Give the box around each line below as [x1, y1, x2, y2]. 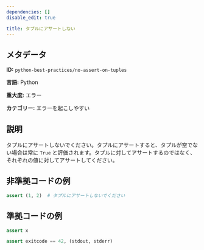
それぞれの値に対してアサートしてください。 [6, 156, 118, 164]
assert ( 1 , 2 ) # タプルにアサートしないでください [6, 192, 125, 198]
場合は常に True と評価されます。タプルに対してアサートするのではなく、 [11, 149, 196, 156]
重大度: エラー [6, 92, 42, 99]
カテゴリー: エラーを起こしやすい [6, 105, 90, 112]
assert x [6, 227, 29, 234]
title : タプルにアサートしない [6, 26, 76, 32]
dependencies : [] [6, 9, 51, 15]
